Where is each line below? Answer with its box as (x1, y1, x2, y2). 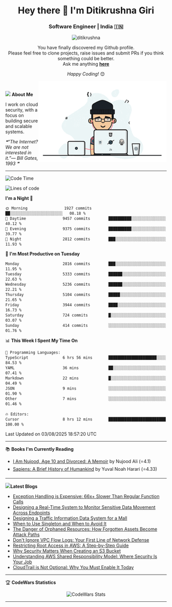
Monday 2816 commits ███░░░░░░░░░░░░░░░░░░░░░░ (5, 262, 166, 267)
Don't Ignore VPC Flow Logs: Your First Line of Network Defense (12, 537, 149, 543)
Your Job (12, 559, 32, 565)
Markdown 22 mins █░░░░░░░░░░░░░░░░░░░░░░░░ (5, 376, 166, 381)
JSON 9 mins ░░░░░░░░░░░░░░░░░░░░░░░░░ (5, 386, 166, 391)
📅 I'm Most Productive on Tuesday (5, 251, 80, 257)
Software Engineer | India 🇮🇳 (48, 23, 124, 30)
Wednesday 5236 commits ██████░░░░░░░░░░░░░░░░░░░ (5, 282, 166, 287)
